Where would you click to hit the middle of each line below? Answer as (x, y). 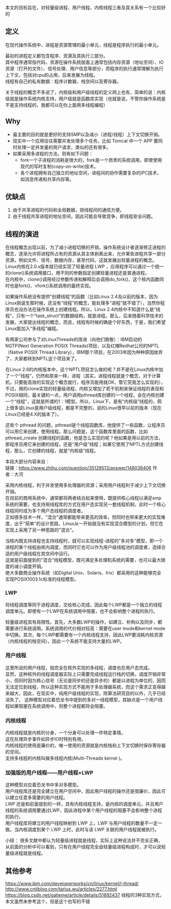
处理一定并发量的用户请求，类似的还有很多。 (64, 147)
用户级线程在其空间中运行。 (43, 553)
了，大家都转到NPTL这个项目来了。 (42, 359)
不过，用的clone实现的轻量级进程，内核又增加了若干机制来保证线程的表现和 (85, 389)
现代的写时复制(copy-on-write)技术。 (59, 166)
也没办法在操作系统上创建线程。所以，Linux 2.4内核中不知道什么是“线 (87, 309)
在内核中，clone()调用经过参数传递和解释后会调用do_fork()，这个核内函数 (82, 279)
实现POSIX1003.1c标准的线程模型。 (42, 579)
